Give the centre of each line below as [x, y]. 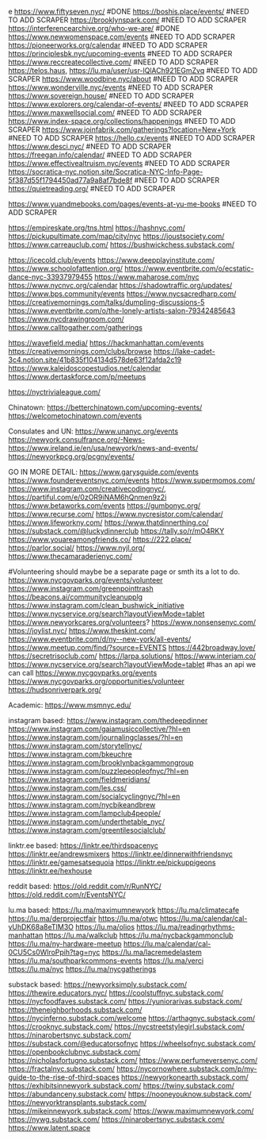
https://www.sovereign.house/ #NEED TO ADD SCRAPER [101, 96]
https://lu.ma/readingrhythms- [186, 927]
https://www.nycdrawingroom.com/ [66, 319]
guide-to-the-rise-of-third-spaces [64, 1077]
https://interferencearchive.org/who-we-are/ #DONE [94, 28]
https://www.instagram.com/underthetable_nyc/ [87, 822]
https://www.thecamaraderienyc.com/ [70, 556]
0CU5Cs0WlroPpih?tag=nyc [54, 952]
